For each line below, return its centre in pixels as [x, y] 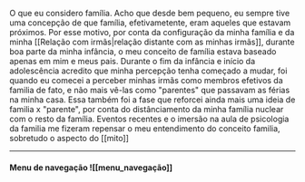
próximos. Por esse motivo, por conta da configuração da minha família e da [152, 32]
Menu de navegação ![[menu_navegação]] [91, 168]
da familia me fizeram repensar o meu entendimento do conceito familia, [145, 129]
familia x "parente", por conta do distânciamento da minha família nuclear [147, 109]
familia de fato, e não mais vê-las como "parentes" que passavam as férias [150, 90]
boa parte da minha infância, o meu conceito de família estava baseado [143, 52]
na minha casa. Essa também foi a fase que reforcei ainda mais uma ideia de [152, 100]
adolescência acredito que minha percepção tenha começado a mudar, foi [148, 71]
